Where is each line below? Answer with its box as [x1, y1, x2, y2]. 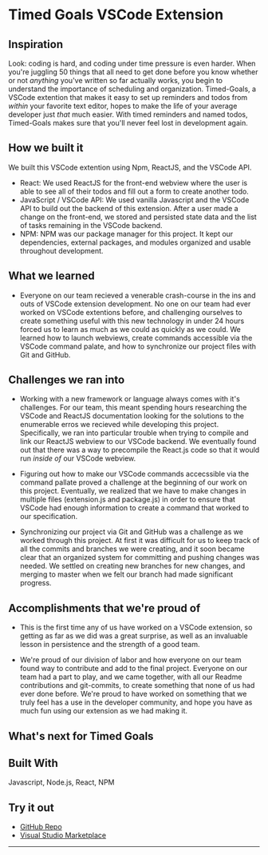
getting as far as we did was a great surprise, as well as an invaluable [19, 631, 249, 641]
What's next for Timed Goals [8, 729, 154, 743]
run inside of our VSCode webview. [19, 453, 136, 463]
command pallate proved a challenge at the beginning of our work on [19, 477, 247, 487]
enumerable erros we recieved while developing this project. [19, 420, 219, 429]
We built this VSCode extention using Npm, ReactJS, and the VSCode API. [8, 162, 252, 172]
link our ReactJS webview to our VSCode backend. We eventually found [19, 437, 257, 446]
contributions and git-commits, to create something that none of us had [19, 681, 255, 690]
